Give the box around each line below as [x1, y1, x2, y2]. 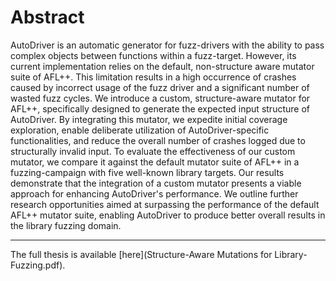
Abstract [10, 6, 85, 29]
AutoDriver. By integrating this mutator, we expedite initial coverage [10, 113, 288, 125]
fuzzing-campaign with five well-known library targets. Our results [10, 166, 285, 178]
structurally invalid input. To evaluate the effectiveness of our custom [10, 145, 296, 157]
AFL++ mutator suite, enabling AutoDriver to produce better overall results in [10, 209, 326, 221]
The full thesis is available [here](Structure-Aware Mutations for [10, 248, 273, 260]
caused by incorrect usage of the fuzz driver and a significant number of [10, 81, 310, 93]
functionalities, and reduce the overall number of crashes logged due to [10, 134, 306, 146]
